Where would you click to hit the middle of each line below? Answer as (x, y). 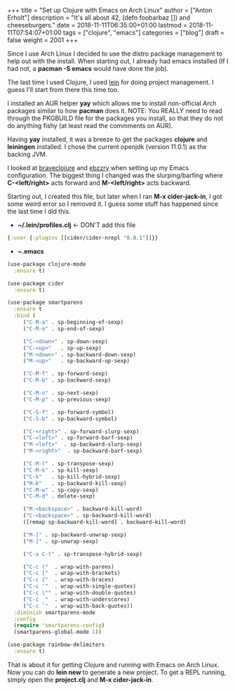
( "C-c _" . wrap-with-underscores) (76, 599)
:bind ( (25, 316)
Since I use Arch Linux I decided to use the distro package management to (115, 53)
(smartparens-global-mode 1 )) (58, 632)
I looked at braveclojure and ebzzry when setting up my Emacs (98, 168)
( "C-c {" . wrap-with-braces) (68, 580)
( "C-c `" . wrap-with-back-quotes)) (78, 606)
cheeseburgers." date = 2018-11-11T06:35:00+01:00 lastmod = (98, 25)
